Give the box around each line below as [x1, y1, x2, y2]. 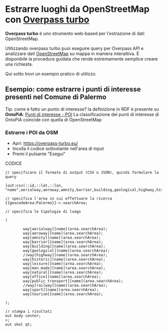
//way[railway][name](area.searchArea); [23, 283, 108, 288]
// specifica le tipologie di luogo [5, 209, 81, 214]
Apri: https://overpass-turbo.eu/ [12, 140, 78, 146]
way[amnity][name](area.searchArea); [23, 235, 101, 240]
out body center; [5, 314, 41, 319]
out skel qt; [5, 322, 32, 327]
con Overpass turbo [5, 14, 89, 25]
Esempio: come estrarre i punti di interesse [5, 85, 141, 94]
